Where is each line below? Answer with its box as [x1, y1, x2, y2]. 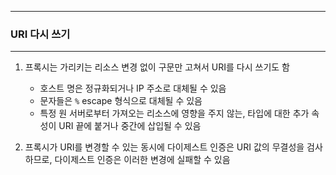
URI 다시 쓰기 [10, 27, 71, 41]
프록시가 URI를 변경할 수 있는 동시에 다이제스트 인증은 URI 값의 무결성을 [24, 141, 305, 153]
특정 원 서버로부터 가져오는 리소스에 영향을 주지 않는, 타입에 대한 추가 [39, 107, 310, 120]
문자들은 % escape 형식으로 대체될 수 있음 [39, 95, 203, 107]
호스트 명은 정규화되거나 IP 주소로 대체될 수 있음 [39, 82, 227, 95]
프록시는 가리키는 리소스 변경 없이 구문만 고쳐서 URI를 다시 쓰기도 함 [24, 61, 290, 73]
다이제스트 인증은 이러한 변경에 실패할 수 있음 [54, 154, 231, 166]
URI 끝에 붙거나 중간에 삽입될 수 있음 [58, 120, 202, 132]
